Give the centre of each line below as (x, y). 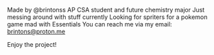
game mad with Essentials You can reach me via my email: (90, 24)
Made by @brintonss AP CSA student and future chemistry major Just (106, 10)
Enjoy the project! (32, 44)
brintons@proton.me (36, 31)
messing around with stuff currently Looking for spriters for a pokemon (107, 17)
